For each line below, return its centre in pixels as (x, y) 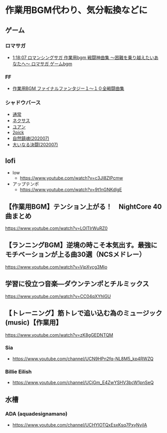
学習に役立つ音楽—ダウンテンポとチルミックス (77, 284)
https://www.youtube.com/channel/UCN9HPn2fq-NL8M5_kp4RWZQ (83, 359)
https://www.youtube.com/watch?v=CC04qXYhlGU (58, 296)
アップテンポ (25, 184)
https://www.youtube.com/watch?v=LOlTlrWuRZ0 (57, 228)
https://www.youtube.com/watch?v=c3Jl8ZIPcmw (71, 178)
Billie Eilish (18, 372)
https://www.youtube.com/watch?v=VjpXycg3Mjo (56, 267)
